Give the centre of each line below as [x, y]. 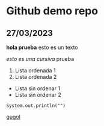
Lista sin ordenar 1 [38, 88]
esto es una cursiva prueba [40, 59]
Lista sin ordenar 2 [38, 95]
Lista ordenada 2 [36, 77]
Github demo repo [52, 11]
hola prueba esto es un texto [42, 47]
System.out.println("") [36, 106]
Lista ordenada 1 [35, 70]
